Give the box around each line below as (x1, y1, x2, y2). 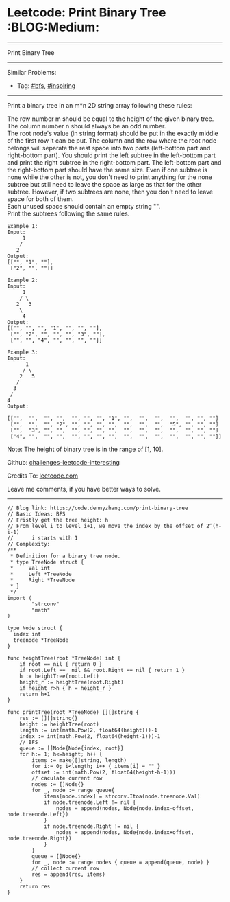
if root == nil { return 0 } (19, 660, 103, 667)
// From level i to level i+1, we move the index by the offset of (7, 522, 204, 529)
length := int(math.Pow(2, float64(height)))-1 (19, 726, 157, 734)
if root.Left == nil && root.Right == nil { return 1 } (19, 667, 186, 673)
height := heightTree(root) (19, 721, 99, 728)
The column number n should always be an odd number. (7, 122, 166, 130)
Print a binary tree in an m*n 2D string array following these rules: (7, 101, 192, 109)
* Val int (10, 564, 51, 571)
